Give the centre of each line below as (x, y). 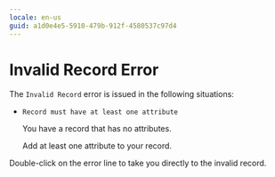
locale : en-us (36, 17)
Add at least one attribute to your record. (97, 146)
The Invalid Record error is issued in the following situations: (121, 94)
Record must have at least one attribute (100, 112)
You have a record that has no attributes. (97, 129)
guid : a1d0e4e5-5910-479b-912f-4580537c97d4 (93, 26)
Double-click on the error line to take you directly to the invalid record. (138, 163)
